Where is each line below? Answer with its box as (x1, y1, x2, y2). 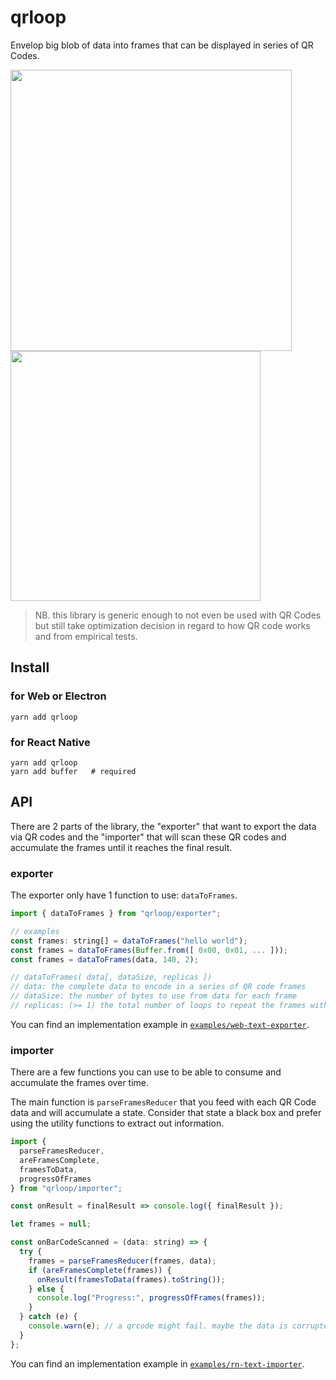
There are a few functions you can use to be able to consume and (10, 1066, 282, 1078)
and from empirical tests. (34, 630, 138, 642)
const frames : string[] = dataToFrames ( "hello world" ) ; (10, 936, 248, 946)
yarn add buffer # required (10, 766, 137, 776)
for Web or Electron (10, 689, 107, 703)
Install (10, 659, 50, 676)
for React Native (10, 735, 91, 749)
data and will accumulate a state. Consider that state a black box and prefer (10, 1107, 322, 1119)
